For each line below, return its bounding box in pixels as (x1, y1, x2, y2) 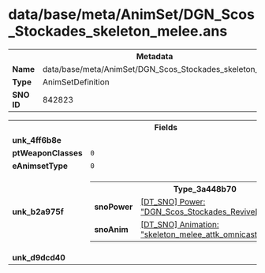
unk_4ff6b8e (12, 134, 62, 145)
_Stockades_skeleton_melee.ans (8, 22, 228, 40)
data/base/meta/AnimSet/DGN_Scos (8, 6, 255, 24)
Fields (154, 122, 177, 133)
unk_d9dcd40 (12, 252, 65, 263)
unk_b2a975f (12, 206, 65, 217)
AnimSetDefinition (42, 77, 110, 88)
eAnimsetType (12, 160, 69, 171)
